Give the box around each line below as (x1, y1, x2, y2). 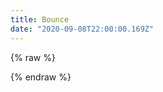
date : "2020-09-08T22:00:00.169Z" (10, 24, 155, 34)
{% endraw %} (10, 71, 72, 83)
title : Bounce (10, 14, 70, 25)
